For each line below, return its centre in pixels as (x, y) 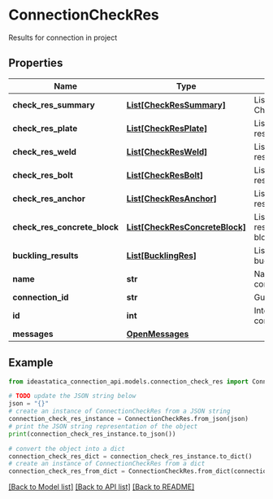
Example (31, 363)
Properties (36, 63)
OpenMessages (158, 334)
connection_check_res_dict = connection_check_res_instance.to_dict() (130, 456)
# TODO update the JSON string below (72, 396)
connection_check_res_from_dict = (67, 471)
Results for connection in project (63, 37)
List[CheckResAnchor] (171, 199)
